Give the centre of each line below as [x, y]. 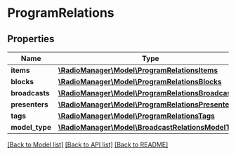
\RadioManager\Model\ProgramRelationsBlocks [140, 82]
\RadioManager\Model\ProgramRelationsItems [138, 70]
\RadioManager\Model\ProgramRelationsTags [137, 116]
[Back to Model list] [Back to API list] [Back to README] [88, 144]
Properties [31, 39]
